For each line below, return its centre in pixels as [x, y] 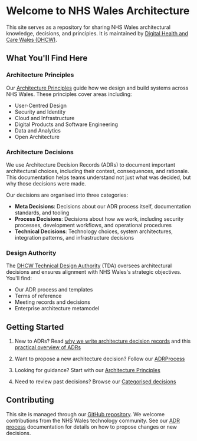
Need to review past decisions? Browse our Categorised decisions [95, 382]
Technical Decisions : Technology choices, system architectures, [93, 231]
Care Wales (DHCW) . [32, 39]
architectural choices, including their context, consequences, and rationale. [98, 171]
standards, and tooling [42, 213]
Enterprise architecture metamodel [57, 309]
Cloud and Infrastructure [45, 118]
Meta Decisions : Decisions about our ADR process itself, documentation [103, 206]
